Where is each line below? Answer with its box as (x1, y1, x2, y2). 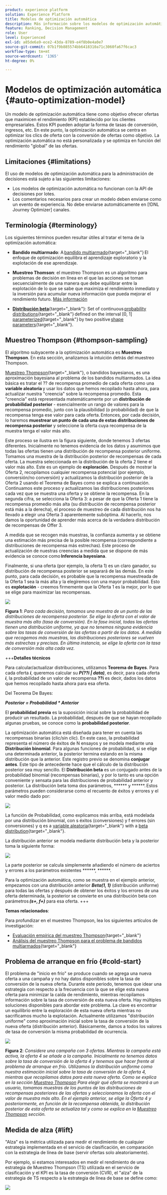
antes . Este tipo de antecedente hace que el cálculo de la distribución (5, 761, 148, 767)
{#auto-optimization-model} (5, 95, 126, 106)
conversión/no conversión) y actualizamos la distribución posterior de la (5, 474, 153, 480)
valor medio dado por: (5, 793, 51, 799)
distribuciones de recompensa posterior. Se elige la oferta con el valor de (5, 613, 156, 619)
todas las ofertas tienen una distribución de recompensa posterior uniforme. (5, 448, 162, 454)
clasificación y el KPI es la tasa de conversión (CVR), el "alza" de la (5, 1170, 143, 1176)
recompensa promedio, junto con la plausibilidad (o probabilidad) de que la (5, 407, 159, 413)
